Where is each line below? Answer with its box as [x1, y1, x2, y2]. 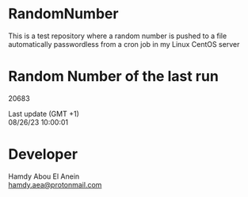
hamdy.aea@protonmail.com [8, 180, 102, 189]
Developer [8, 145, 78, 164]
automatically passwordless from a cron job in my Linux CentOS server [8, 39, 240, 48]
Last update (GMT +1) [8, 109, 79, 118]
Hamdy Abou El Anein [8, 172, 80, 181]
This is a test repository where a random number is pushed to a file [8, 31, 227, 41]
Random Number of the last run [8, 68, 219, 86]
